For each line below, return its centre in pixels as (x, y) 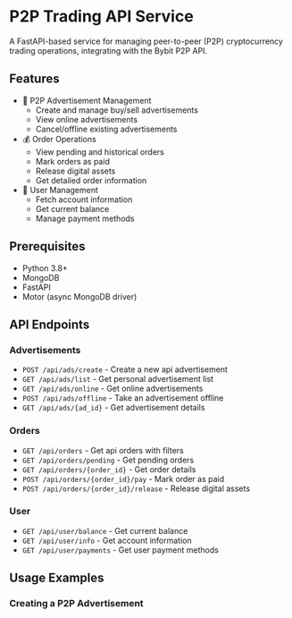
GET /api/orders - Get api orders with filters (103, 450)
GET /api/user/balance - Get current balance (105, 530)
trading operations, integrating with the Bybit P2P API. (108, 50)
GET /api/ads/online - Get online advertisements (113, 389)
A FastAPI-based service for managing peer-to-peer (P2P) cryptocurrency (146, 41)
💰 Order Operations (59, 139)
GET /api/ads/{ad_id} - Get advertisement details (113, 408)
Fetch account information (84, 199)
